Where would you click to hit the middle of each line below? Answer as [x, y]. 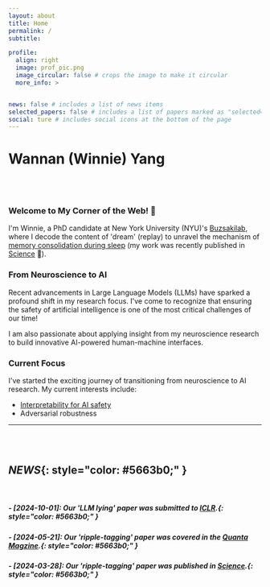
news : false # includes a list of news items [86, 104]
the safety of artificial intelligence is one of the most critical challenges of [130, 309]
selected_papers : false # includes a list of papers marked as [117, 112]
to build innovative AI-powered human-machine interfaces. [106, 342]
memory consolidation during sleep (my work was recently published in [127, 246]
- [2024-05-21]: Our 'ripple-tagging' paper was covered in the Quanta [129, 537]
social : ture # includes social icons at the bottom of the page [120, 119]
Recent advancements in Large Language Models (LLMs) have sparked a [129, 292]
